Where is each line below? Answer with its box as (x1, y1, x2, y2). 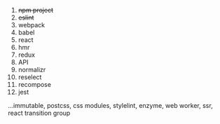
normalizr (18, 66, 46, 74)
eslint (18, 13, 34, 22)
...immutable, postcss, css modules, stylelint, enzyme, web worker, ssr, (8, 102, 213, 109)
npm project (18, 6, 53, 14)
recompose (18, 81, 52, 88)
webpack (18, 21, 45, 29)
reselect (18, 73, 42, 81)
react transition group (8, 109, 71, 117)
